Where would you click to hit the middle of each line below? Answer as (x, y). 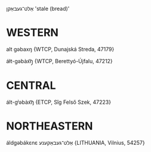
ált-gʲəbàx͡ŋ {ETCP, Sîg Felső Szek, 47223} (59, 102)
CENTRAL (31, 86)
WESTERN (32, 33)
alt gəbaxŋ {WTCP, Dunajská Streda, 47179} (60, 49)
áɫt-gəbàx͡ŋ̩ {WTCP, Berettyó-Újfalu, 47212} (60, 61)
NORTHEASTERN (50, 126)
